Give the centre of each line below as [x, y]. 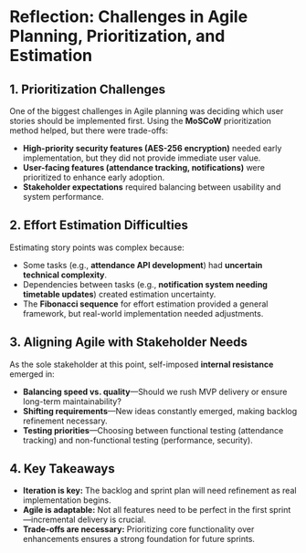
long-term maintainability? [72, 401]
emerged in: [32, 374]
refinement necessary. [65, 421]
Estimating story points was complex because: [97, 247]
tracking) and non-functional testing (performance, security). [137, 440]
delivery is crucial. [111, 520]
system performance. [63, 197]
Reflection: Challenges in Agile [129, 17]
